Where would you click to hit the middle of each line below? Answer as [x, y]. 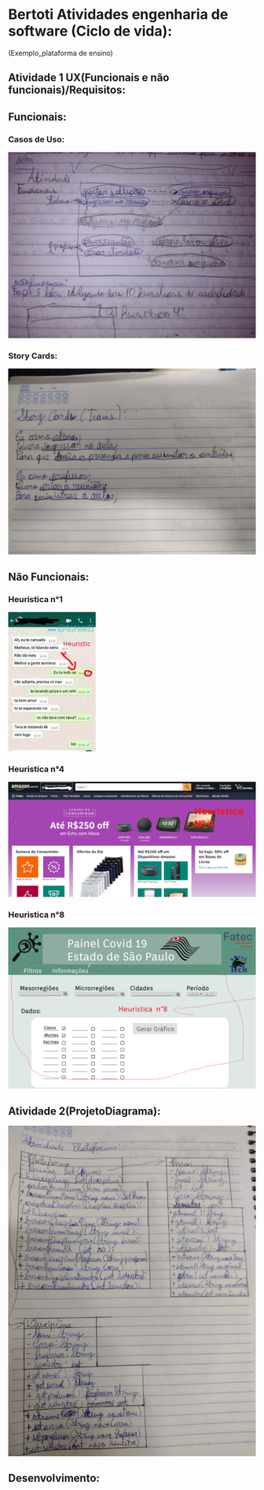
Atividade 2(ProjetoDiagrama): [84, 1111]
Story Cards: [33, 356]
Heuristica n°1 [35, 599]
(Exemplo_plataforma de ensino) [61, 53]
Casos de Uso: [37, 139]
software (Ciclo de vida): [90, 31]
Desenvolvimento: [54, 1479]
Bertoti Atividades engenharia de [118, 15]
